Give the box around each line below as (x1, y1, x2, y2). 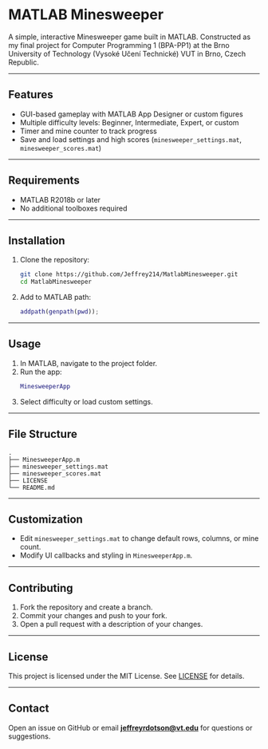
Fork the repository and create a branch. (19, 602, 153, 612)
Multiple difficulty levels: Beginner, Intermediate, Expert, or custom (19, 117, 239, 127)
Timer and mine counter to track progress (19, 126, 157, 136)
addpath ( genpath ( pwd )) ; (19, 308, 100, 316)
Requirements (8, 174, 80, 187)
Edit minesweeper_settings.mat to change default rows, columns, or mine (19, 534, 259, 543)
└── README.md (8, 483, 56, 491)
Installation (8, 234, 65, 247)
